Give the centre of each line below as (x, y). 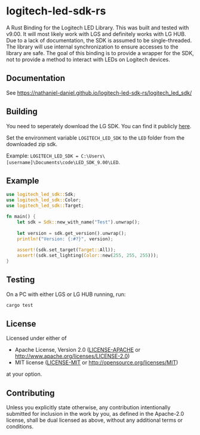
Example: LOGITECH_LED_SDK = (42, 155)
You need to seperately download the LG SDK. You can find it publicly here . (99, 126)
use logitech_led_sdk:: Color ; (44, 200)
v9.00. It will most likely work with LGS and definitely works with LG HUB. (96, 34)
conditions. (20, 427)
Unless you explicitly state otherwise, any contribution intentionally (88, 407)
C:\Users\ (93, 156)
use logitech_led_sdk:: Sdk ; (41, 195)
